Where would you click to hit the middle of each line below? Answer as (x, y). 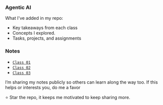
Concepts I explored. (34, 33)
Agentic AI (18, 7)
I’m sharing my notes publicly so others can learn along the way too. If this (81, 82)
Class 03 (21, 73)
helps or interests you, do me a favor (43, 87)
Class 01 (21, 62)
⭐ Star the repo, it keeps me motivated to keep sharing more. (68, 97)
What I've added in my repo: (34, 18)
